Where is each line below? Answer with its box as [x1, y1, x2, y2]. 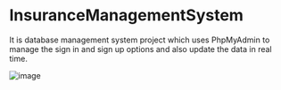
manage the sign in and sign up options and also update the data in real [9, 43, 272, 54]
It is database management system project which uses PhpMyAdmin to [9, 34, 270, 45]
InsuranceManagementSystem [9, 5, 244, 26]
